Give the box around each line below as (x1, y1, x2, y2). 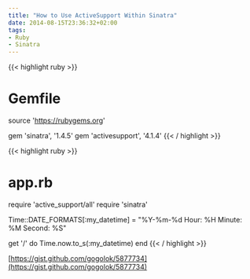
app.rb (8, 174, 53, 192)
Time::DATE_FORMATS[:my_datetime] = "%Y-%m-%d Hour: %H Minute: (8, 215, 242, 224)
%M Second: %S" (8, 223, 67, 233)
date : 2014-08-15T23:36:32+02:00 (8, 19, 118, 27)
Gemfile (8, 90, 61, 108)
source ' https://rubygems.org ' (8, 116, 106, 126)
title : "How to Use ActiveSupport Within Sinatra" (8, 11, 178, 20)
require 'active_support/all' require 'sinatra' (8, 200, 148, 209)
